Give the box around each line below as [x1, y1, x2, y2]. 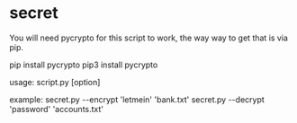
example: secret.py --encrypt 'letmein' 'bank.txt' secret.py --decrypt [9, 93, 265, 105]
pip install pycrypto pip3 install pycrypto [9, 59, 158, 70]
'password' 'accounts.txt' [9, 103, 104, 114]
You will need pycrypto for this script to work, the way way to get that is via [9, 32, 288, 43]
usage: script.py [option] [9, 76, 101, 87]
